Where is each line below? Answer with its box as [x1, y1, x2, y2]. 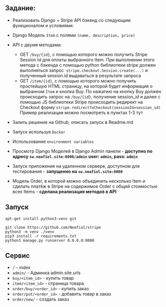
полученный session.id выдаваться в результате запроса [19, 72, 142, 79]
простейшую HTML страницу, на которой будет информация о [19, 83, 153, 89]
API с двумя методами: [12, 42, 62, 48]
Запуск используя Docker [12, 129, 66, 135]
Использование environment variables [12, 138, 94, 144]
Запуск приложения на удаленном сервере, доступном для [12, 163, 140, 169]
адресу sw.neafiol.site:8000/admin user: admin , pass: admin [12, 153, 138, 159]
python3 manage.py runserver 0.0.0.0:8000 [5, 238, 94, 243]
